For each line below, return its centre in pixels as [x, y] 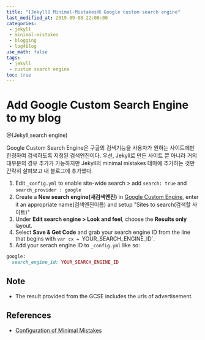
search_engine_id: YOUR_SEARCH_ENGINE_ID [65, 262]
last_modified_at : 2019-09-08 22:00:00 [57, 18]
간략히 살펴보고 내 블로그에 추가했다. [50, 171]
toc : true [19, 75]
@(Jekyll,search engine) [37, 135]
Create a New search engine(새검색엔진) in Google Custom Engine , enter [107, 197]
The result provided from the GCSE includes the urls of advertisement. [104, 296]
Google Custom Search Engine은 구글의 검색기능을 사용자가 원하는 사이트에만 [100, 148]
